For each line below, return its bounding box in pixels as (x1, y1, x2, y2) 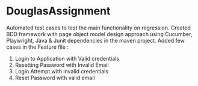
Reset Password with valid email (14, 74, 95, 81)
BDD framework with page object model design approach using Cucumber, (6, 30, 193, 37)
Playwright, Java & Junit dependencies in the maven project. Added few (6, 37, 185, 44)
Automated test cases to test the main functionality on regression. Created (6, 24, 191, 31)
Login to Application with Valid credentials (14, 55, 119, 62)
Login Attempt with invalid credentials (14, 67, 109, 75)
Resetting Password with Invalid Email (14, 61, 110, 69)
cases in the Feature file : (6, 43, 69, 51)
